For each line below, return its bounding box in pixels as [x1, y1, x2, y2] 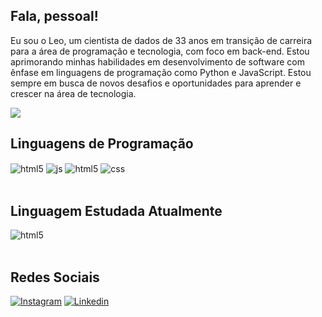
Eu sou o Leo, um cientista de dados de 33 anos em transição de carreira [10, 34, 313, 46]
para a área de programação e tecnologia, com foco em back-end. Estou [10, 45, 310, 57]
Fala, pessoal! [10, 8, 99, 25]
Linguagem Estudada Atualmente [10, 202, 223, 219]
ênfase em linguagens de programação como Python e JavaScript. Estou [10, 66, 312, 78]
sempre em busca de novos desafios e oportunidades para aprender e [10, 77, 302, 89]
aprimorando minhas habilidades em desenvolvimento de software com [10, 55, 305, 68]
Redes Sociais [10, 269, 100, 286]
